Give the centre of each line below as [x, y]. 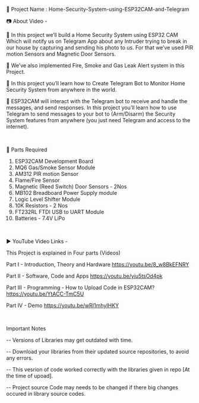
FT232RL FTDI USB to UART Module [59, 212]
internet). [17, 126]
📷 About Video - [27, 21]
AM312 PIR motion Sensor [47, 174]
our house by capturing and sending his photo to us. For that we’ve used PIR [100, 47]
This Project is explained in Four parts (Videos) [63, 253]
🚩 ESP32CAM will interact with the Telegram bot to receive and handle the [97, 101]
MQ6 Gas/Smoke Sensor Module [55, 168]
